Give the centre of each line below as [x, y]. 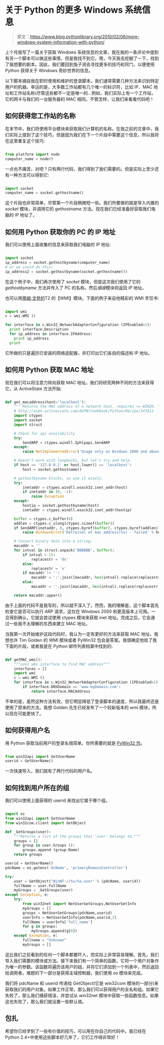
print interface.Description [39, 330]
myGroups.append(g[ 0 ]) [54, 931]
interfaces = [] [31, 669]
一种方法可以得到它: [29, 175]
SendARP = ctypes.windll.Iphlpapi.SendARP [66, 443]
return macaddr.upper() [38, 595]
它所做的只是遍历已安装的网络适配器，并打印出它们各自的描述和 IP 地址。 [79, 353]
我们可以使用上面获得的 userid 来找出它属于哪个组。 [58, 801]
